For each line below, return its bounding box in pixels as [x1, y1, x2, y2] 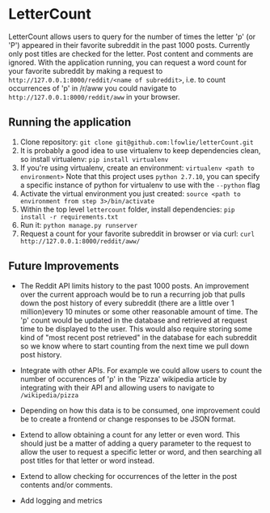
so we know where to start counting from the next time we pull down [19, 341, 249, 351]
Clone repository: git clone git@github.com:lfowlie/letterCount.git [19, 137, 254, 147]
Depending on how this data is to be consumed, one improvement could [19, 405, 260, 415]
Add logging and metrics [19, 495, 103, 505]
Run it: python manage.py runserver [19, 220, 138, 229]
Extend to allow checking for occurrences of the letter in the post [19, 471, 238, 481]
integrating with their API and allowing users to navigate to [19, 383, 215, 392]
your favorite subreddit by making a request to [8, 66, 163, 75]
